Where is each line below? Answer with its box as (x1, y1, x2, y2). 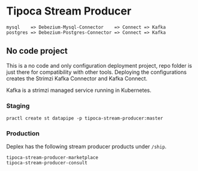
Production (6, 129, 40, 137)
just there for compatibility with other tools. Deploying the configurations (6, 68, 187, 76)
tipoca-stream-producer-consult (6, 160, 88, 166)
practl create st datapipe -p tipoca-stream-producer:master (6, 115, 164, 121)
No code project (6, 46, 68, 56)
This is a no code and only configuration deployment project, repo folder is (6, 62, 192, 69)
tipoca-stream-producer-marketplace (6, 155, 98, 161)
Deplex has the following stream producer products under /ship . (6, 143, 167, 150)
